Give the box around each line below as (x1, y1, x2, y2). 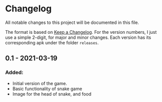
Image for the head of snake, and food (12, 91, 91, 97)
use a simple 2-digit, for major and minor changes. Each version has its (5, 34, 151, 40)
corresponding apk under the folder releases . (5, 39, 99, 45)
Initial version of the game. (12, 80, 67, 86)
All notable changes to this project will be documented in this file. (5, 19, 140, 25)
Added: (5, 69, 23, 76)
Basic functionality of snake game (12, 86, 82, 92)
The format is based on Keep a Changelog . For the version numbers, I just (5, 29, 157, 35)
